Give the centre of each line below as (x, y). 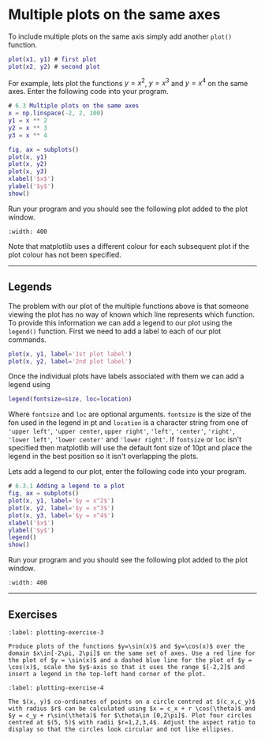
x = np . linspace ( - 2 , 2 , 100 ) (56, 113)
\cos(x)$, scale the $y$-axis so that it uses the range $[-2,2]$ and (127, 667)
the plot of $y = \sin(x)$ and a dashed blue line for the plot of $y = (130, 660)
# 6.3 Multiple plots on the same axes (74, 106)
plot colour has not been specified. (65, 254)
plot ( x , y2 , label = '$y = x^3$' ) (61, 508)
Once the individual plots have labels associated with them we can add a (126, 376)
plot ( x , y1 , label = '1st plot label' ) (70, 354)
